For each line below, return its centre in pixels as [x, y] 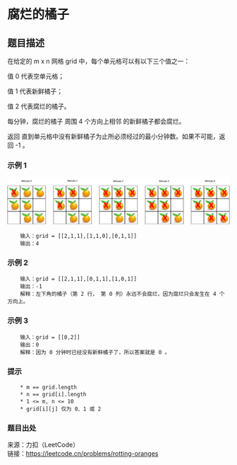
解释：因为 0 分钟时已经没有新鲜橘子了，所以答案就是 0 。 [95, 352]
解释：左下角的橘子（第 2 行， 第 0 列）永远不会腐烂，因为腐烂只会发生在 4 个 [122, 294]
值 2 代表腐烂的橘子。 [39, 106]
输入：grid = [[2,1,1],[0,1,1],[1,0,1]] [79, 279]
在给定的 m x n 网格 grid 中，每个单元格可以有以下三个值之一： [99, 61]
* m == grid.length [49, 387]
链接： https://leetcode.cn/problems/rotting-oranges [83, 454]
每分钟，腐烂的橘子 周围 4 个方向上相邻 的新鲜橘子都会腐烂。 [96, 121]
